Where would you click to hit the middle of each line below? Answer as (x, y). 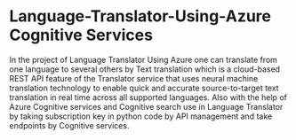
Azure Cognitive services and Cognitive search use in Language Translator (146, 106)
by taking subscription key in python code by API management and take (141, 116)
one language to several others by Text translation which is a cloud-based (145, 69)
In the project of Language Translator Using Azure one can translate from (144, 59)
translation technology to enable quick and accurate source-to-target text (144, 88)
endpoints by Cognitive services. (69, 125)
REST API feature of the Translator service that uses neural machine (134, 78)
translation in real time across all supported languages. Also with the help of (148, 97)
